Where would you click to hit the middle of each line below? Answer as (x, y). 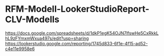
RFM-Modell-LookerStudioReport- (77, 9)
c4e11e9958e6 (20, 49)
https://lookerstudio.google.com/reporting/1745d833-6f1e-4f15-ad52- (77, 43)
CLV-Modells (32, 19)
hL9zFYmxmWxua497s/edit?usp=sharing (47, 38)
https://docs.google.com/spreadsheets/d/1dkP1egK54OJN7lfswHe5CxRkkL (82, 33)
